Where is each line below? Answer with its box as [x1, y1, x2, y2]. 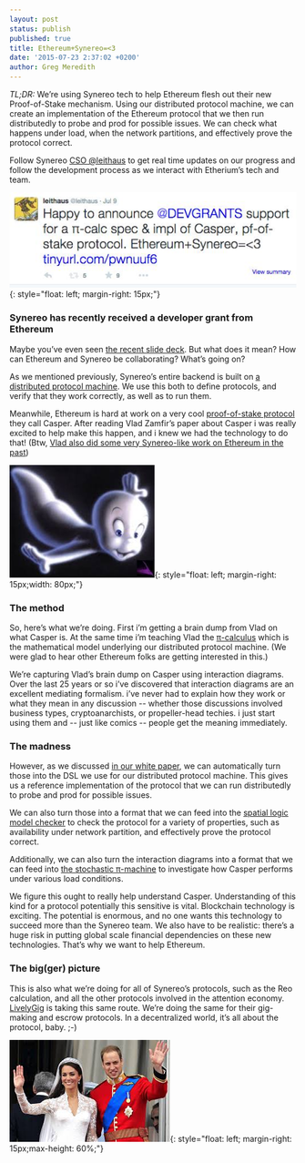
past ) [9, 446, 29, 457]
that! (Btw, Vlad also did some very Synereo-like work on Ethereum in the [9, 437, 284, 448]
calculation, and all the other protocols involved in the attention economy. [9, 993, 285, 1004]
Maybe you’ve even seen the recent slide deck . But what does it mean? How [9, 343, 297, 354]
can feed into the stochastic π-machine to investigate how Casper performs [9, 863, 293, 874]
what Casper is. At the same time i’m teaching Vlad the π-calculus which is [9, 631, 290, 642]
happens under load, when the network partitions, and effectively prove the [9, 128, 293, 138]
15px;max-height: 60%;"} [9, 1143, 105, 1154]
